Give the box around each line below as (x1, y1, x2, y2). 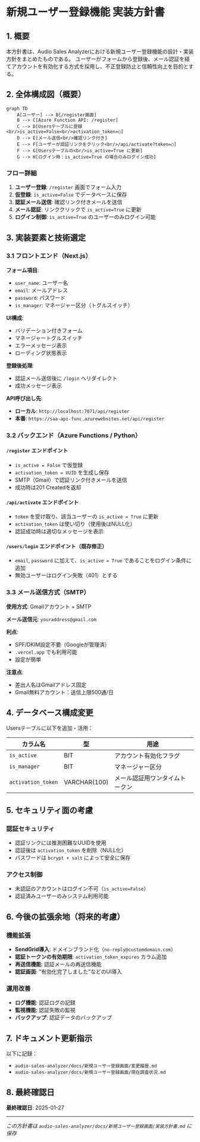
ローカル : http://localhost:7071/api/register (14, 407, 130, 414)
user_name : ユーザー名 (14, 279, 68, 286)
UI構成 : (6, 314, 24, 321)
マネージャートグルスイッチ (14, 334, 83, 342)
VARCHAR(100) (63, 778, 109, 787)
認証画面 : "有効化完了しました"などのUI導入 (14, 968, 122, 975)
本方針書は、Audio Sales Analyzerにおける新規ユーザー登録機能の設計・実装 (6, 48, 194, 55)
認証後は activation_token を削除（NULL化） (14, 847, 127, 854)
